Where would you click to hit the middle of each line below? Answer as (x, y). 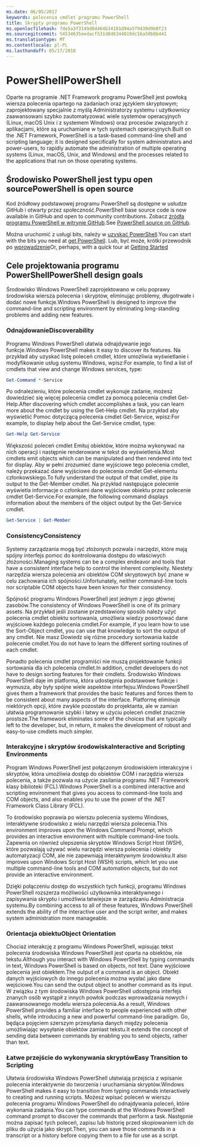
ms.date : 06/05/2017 (32, 12)
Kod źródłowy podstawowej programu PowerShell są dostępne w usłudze (96, 203)
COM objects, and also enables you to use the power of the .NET (86, 799)
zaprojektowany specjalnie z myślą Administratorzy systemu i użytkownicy (98, 110)
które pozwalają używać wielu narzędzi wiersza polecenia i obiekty (89, 849)
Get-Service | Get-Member (38, 520)
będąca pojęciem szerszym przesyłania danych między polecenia (87, 1023)
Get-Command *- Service (34, 380)
